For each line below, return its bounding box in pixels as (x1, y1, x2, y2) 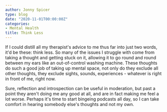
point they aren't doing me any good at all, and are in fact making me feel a (5, 91, 160, 97)
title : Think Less (5, 30, 43, 35)
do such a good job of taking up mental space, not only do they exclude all (5, 65, 159, 71)
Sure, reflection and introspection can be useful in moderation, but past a (5, 86, 156, 91)
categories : (5, 21, 30, 26)
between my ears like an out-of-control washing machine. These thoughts (5, 60, 158, 66)
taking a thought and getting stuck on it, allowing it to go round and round (5, 55, 156, 60)
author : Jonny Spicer (5, 7, 50, 12)
